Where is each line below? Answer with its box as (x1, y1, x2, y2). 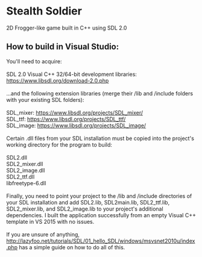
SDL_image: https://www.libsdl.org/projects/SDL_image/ (6, 122, 147, 129)
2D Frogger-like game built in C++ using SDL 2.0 (6, 24, 127, 31)
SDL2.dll (6, 154, 27, 161)
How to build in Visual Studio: (6, 42, 119, 52)
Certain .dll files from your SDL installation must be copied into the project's (6, 135, 195, 142)
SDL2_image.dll (6, 167, 45, 174)
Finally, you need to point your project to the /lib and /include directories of (6, 192, 192, 200)
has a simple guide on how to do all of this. (19, 243, 125, 251)
